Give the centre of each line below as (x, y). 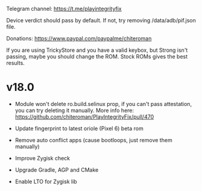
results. (16, 63)
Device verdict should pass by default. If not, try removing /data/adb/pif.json (101, 20)
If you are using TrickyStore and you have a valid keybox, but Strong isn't (97, 50)
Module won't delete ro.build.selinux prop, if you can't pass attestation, (103, 104)
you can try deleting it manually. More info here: (74, 110)
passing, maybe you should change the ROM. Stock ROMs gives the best (97, 56)
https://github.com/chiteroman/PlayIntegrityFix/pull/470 (84, 116)
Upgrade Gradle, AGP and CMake (57, 170)
